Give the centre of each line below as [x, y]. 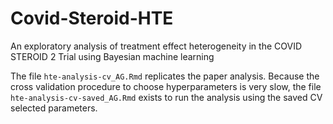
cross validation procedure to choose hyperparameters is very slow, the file [166, 86]
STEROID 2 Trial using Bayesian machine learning [112, 56]
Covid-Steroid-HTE [92, 18]
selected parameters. [54, 108]
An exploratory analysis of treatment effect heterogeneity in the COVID [156, 46]
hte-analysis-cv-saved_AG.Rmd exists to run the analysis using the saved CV [166, 97]
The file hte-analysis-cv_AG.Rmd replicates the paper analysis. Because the [165, 76]
